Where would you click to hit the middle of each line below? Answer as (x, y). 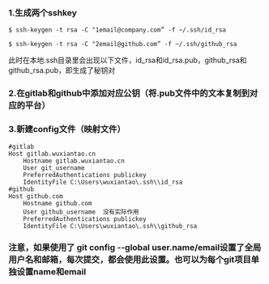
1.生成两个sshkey (43, 12)
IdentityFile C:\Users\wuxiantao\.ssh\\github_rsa (110, 226)
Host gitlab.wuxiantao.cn (52, 154)
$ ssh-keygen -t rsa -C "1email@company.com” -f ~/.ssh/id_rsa (117, 30)
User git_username (54, 167)
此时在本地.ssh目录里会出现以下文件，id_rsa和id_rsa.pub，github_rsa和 (128, 60)
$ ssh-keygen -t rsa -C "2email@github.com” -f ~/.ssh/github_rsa (123, 45)
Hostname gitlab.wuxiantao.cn (74, 161)
